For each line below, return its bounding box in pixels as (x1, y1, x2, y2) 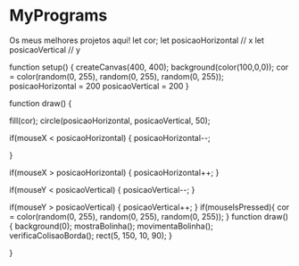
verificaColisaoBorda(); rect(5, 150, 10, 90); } (9, 229, 172, 241)
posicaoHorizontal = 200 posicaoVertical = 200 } (9, 80, 189, 91)
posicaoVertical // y (9, 44, 81, 54)
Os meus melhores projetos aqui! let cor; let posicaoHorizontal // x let (9, 35, 265, 46)
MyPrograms (9, 5, 108, 26)
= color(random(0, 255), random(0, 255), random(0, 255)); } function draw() (9, 211, 288, 221)
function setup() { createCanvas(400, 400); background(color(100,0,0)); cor (9, 62, 289, 72)
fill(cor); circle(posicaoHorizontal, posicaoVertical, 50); (9, 115, 211, 126)
